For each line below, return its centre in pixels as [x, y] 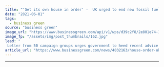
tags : [10, 18]
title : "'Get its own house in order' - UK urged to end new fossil [77, 9]
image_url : [16, 32]
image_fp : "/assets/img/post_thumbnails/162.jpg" [57, 37]
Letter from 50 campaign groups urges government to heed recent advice [83, 46]
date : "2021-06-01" [25, 14]
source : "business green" [31, 28]
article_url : [18, 50]
